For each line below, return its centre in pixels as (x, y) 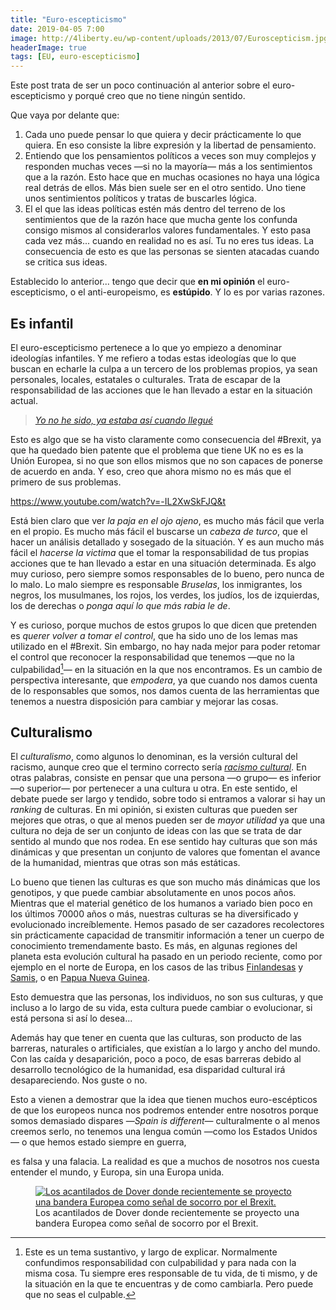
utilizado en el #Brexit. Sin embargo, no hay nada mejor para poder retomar (165, 646)
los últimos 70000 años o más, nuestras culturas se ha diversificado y (154, 914)
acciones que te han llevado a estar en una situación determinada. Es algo (163, 563)
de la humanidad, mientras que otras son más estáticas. (125, 863)
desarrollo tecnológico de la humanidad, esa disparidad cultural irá (148, 1070)
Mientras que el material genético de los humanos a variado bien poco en (161, 903)
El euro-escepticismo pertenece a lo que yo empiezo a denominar (146, 347)
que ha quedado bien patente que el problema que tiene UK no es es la (157, 450)
